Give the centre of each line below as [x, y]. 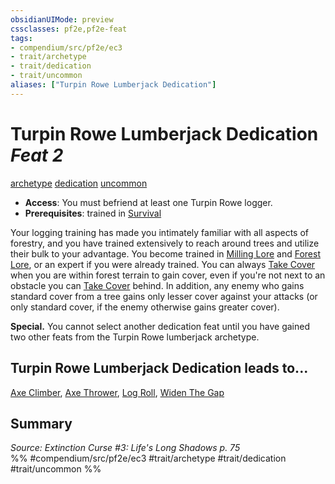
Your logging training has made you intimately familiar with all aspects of [159, 232]
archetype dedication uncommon [79, 183]
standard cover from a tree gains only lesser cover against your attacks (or [164, 296]
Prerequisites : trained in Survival [93, 213]
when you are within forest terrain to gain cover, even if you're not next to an [168, 275]
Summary [41, 423]
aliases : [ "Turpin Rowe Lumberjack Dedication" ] [113, 85]
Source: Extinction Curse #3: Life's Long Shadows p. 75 [125, 448]
